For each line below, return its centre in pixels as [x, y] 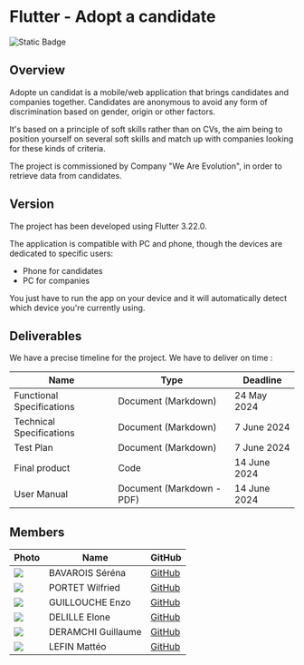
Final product [42, 468]
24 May [251, 396]
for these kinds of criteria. [57, 148]
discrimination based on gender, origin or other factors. [112, 112]
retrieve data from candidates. [66, 175]
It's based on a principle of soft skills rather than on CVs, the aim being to [146, 129]
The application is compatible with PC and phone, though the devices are [146, 243]
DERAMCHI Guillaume [95, 632]
